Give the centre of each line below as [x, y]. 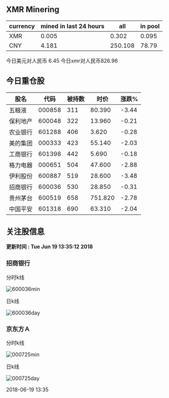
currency [22, 26]
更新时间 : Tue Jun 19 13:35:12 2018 [50, 247]
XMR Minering [33, 10]
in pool [150, 26]
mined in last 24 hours [73, 26]
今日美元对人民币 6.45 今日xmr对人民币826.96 [62, 60]
